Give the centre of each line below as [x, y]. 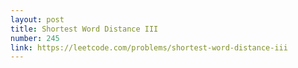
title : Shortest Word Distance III [84, 29]
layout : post [37, 19]
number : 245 [35, 38]
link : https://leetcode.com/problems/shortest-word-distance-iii [149, 47]
